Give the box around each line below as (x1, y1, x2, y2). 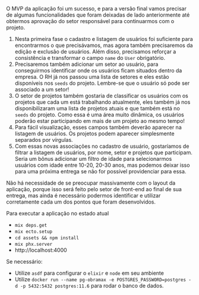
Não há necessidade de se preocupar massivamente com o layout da (6, 179, 176, 186)
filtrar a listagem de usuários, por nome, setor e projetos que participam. (14, 149, 193, 156)
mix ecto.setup (14, 229, 53, 234)
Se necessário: (6, 258, 43, 265)
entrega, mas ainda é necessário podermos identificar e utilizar (6, 192, 161, 199)
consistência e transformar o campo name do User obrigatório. (14, 55, 165, 61)
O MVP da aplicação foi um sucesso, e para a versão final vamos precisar (6, 5, 187, 12)
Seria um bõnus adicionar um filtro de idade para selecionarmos (14, 156, 172, 162)
